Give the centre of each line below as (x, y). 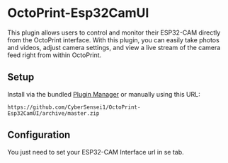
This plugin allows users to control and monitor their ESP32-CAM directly (114, 32)
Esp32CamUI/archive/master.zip (53, 113)
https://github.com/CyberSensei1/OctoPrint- (74, 107)
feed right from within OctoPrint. (55, 55)
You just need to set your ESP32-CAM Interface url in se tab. (96, 152)
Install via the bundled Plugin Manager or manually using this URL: (104, 94)
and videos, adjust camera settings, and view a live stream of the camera (114, 47)
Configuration (39, 135)
